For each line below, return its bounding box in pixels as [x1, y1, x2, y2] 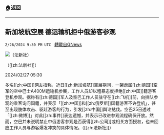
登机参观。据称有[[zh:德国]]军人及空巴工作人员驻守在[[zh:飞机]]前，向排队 [5, 94, 154, 100]
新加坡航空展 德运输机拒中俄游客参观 [5, 28, 116, 36]
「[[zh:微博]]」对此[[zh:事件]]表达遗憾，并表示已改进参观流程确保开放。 [5, 113, 150, 118]
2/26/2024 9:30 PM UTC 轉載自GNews [5, 41, 82, 47]
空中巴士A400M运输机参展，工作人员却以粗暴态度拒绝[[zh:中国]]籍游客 [13, 88, 157, 94]
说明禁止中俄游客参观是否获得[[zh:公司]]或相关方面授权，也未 [30, 118, 155, 125]
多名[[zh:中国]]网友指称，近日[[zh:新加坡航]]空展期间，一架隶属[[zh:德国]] [5, 82, 154, 88]
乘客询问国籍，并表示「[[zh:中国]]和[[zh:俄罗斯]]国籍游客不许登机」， [13, 100, 152, 106]
